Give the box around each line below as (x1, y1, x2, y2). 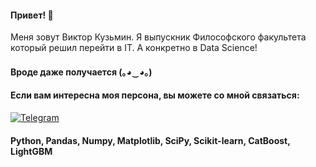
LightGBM (10, 145, 53, 157)
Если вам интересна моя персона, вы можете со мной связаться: (10, 89, 300, 101)
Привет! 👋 (10, 9, 54, 21)
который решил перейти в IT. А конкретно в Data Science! (10, 42, 258, 54)
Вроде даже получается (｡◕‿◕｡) (10, 66, 153, 78)
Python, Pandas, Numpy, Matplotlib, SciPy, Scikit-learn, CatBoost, (10, 134, 291, 146)
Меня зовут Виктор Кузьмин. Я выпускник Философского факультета (10, 31, 307, 43)
